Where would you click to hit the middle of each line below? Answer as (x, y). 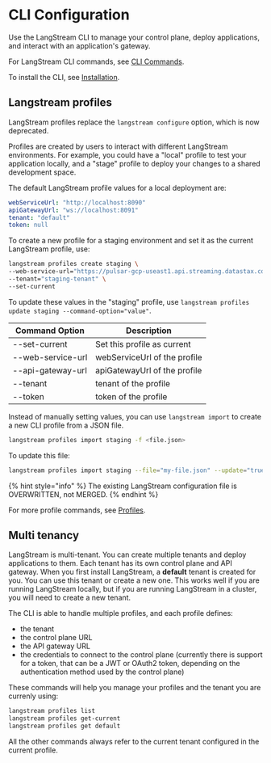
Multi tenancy (44, 535)
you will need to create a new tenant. (70, 598)
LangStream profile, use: (49, 249)
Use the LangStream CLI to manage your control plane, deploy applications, (134, 37)
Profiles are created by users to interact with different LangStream (118, 146)
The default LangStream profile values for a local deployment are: (118, 188)
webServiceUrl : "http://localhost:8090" (77, 202)
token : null (28, 225)
